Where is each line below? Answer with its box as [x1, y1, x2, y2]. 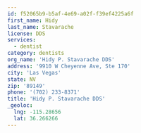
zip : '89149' [7, 82, 46, 89]
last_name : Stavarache [7, 23, 74, 30]
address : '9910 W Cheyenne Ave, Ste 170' [7, 63, 131, 70]
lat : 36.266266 [13, 115, 59, 122]
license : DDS [7, 30, 46, 37]
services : [7, 37, 37, 44]
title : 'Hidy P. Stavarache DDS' [7, 96, 106, 103]
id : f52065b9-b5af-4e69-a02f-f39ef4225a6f [7, 10, 134, 18]
